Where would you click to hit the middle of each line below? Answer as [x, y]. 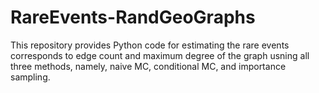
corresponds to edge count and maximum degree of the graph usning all [160, 55]
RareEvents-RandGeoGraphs [133, 17]
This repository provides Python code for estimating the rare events [150, 45]
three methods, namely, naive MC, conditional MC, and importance [148, 66]
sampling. [30, 77]
